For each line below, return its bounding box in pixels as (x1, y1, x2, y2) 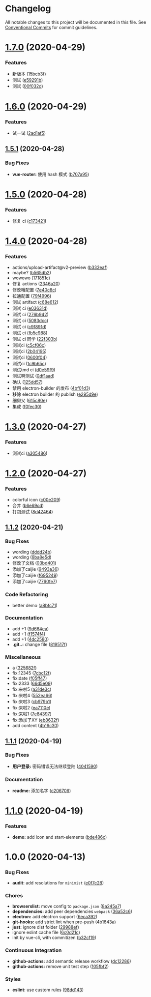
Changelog (5, 3, 51, 14)
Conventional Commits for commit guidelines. (5, 24, 97, 30)
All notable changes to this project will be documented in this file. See (5, 19, 147, 25)
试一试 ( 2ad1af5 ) (12, 130, 46, 136)
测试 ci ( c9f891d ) (12, 323, 47, 329)
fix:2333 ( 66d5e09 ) (12, 680, 53, 686)
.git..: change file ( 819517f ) (12, 641, 67, 647)
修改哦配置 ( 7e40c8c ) (12, 287, 57, 293)
